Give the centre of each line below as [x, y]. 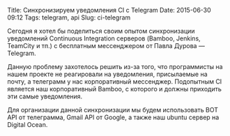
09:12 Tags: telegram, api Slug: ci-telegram [69, 17]
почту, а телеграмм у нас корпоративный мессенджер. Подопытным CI [115, 82]
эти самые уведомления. [45, 96]
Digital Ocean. [28, 124]
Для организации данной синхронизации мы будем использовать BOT [113, 110]
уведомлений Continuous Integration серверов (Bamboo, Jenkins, [104, 38]
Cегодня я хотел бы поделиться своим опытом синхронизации [101, 31]
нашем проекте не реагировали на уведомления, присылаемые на [107, 74]
